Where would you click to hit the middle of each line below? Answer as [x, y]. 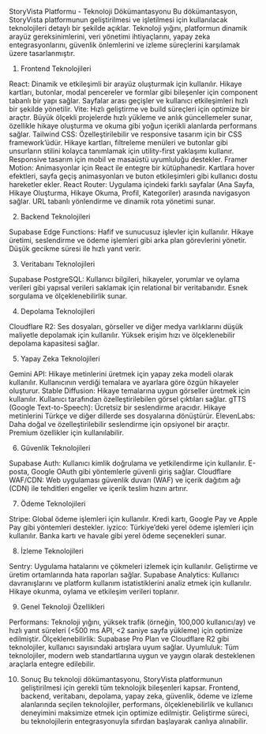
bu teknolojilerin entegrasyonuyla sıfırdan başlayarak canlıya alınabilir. [134, 721]
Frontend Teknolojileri [56, 69]
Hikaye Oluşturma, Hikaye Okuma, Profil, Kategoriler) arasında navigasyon [130, 193]
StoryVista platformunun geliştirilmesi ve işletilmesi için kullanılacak [118, 20]
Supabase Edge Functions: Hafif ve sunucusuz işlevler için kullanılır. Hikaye [131, 232]
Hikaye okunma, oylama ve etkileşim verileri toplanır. [94, 592]
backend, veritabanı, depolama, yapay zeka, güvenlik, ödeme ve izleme [137, 696]
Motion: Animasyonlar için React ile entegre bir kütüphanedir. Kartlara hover [132, 168]
